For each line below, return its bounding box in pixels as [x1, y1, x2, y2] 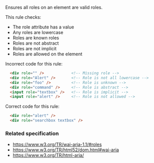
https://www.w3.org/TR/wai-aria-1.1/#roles [12, 142, 102, 148]
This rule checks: [5, 14, 42, 20]
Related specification [5, 129, 59, 137]
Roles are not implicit [12, 46, 57, 51]
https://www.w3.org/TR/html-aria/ [12, 152, 84, 158]
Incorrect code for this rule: [5, 61, 63, 67]
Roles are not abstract [12, 40, 59, 46]
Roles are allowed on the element [12, 51, 83, 57]
